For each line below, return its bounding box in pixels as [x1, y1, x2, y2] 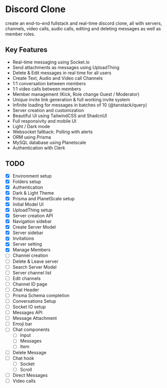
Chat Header [12, 287, 39, 293]
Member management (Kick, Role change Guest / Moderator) [12, 91, 140, 97]
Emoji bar [12, 321, 33, 327]
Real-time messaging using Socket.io [12, 59, 90, 65]
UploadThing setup [12, 207, 53, 213]
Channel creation [12, 252, 49, 258]
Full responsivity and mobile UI [12, 118, 77, 124]
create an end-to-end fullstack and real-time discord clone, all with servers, [5, 20, 162, 26]
